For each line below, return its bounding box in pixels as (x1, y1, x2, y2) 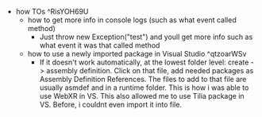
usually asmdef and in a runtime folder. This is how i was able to (39, 83, 249, 92)
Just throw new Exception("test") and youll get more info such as (39, 32, 253, 41)
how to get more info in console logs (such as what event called (27, 15, 237, 25)
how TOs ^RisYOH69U (15, 7, 89, 16)
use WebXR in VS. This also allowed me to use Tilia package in (39, 92, 245, 100)
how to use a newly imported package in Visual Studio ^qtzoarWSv (27, 49, 247, 58)
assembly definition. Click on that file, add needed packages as (46, 66, 254, 75)
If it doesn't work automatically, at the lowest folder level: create (39, 57, 249, 67)
